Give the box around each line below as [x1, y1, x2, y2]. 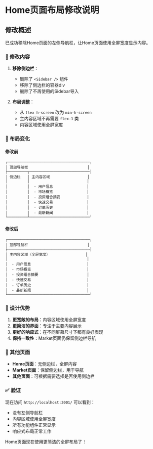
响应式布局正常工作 [12, 428, 52, 434]
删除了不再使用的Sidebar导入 [19, 89, 79, 94]
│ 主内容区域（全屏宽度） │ [5, 252, 88, 257]
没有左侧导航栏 [12, 409, 43, 415]
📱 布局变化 [5, 135, 31, 142]
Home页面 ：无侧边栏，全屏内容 [12, 361, 77, 367]
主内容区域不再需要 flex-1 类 [19, 116, 79, 122]
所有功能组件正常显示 [12, 422, 56, 428]
